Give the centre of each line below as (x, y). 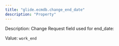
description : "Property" (31, 14)
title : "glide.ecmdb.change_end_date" (45, 10)
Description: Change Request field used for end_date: (60, 28)
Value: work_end (21, 38)
